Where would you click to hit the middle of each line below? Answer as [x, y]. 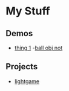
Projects [22, 67]
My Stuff [28, 11]
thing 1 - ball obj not [38, 48]
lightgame [27, 81]
